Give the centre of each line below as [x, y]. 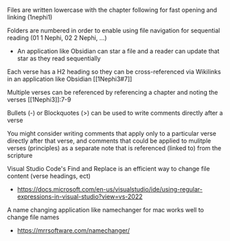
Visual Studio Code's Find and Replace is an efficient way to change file [109, 169]
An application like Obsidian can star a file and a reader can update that [118, 51]
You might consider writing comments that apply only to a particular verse [112, 134]
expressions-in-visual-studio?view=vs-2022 [80, 196]
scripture [20, 155]
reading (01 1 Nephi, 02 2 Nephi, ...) [57, 38]
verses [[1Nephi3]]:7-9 [39, 100]
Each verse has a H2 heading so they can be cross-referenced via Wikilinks [114, 72]
